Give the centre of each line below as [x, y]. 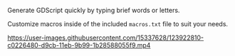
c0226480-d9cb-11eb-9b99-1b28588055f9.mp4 [79, 45]
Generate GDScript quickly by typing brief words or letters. [94, 10]
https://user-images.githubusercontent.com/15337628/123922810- [106, 38]
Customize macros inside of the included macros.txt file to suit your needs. [118, 24]
